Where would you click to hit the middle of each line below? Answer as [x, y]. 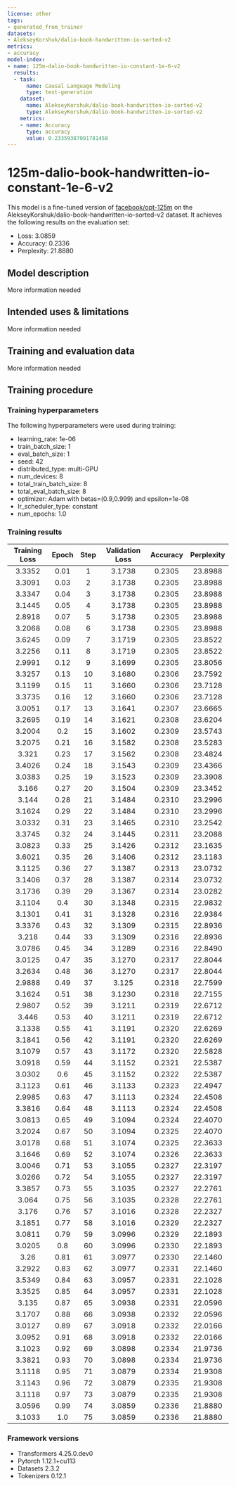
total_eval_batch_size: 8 [52, 491]
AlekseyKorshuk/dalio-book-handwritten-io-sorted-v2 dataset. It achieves [115, 215]
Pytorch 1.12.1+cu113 [46, 1461]
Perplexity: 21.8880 [45, 251]
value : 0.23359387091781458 [67, 138]
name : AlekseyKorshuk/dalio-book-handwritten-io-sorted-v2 [114, 106]
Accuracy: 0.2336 [44, 243]
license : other [29, 14]
